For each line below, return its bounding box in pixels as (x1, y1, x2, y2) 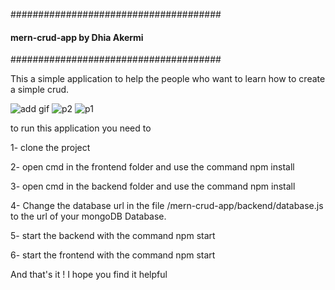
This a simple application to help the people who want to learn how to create (10, 73, 326, 85)
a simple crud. (10, 84, 70, 96)
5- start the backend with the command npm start (10, 230, 216, 242)
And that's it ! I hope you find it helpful (10, 269, 168, 281)
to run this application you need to (10, 122, 152, 134)
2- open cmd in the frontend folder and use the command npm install (10, 161, 295, 173)
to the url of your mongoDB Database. (10, 210, 167, 223)
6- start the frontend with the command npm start (10, 249, 216, 261)
